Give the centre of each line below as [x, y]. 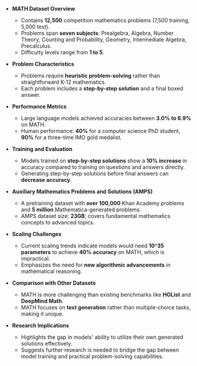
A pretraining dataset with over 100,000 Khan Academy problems [102, 203]
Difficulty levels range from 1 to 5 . [62, 52]
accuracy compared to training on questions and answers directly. [103, 167]
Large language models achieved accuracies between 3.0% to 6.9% [106, 118]
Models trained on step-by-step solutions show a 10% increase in [104, 161]
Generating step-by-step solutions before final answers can [95, 173]
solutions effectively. [47, 343]
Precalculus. [36, 46]
